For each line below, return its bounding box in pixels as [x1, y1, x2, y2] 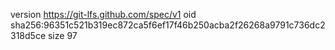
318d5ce [10, 30, 47, 41]
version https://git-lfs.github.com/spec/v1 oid [10, 9, 197, 20]
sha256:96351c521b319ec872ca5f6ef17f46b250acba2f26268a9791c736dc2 [10, 19, 326, 31]
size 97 [47, 30, 78, 41]
